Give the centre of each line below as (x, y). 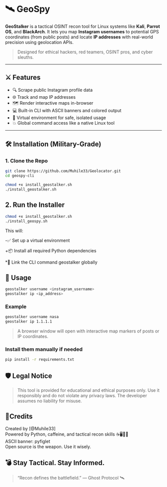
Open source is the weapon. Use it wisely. (48, 447)
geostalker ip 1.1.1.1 (29, 322)
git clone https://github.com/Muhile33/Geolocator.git (63, 171)
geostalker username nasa (32, 317)
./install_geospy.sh (27, 221)
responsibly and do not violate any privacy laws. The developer (82, 396)
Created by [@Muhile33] (30, 428)
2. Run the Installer (35, 205)
